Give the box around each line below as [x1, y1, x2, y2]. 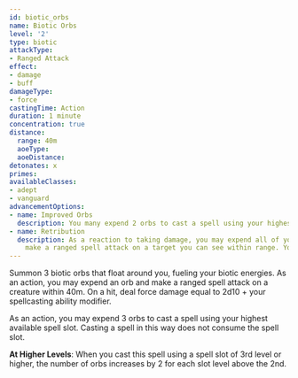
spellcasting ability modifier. [9, 296, 113, 306]
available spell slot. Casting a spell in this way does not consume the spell [9, 322, 279, 333]
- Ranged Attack [9, 54, 69, 63]
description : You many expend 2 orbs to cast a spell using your [17, 219, 264, 228]
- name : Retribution [9, 227, 86, 235]
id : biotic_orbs [9, 12, 69, 22]
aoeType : [17, 144, 50, 153]
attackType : [9, 46, 53, 55]
